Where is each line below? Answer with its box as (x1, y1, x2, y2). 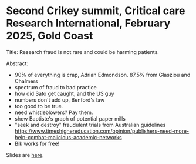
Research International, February (6, 16, 171, 30)
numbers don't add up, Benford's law (14, 96, 105, 103)
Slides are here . (6, 151, 44, 158)
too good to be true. (14, 102, 63, 109)
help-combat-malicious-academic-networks (14, 133, 122, 140)
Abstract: (6, 60, 28, 67)
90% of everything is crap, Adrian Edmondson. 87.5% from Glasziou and (14, 71, 191, 78)
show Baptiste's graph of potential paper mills (14, 115, 126, 122)
